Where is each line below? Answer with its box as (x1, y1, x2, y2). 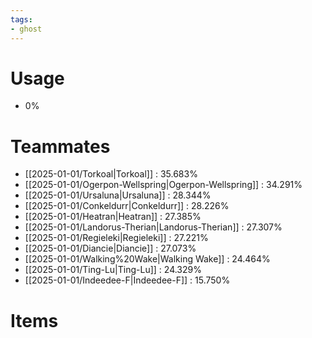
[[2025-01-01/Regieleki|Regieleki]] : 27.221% (24, 232, 209, 244)
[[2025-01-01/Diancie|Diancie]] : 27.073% (24, 242, 197, 255)
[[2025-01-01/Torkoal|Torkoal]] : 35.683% (24, 168, 198, 180)
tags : (10, 14, 33, 25)
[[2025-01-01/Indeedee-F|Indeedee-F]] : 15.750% (24, 274, 231, 286)
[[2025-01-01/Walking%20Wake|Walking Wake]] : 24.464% (24, 253, 271, 265)
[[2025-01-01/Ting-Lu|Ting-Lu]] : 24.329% (24, 264, 202, 276)
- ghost (10, 24, 43, 34)
